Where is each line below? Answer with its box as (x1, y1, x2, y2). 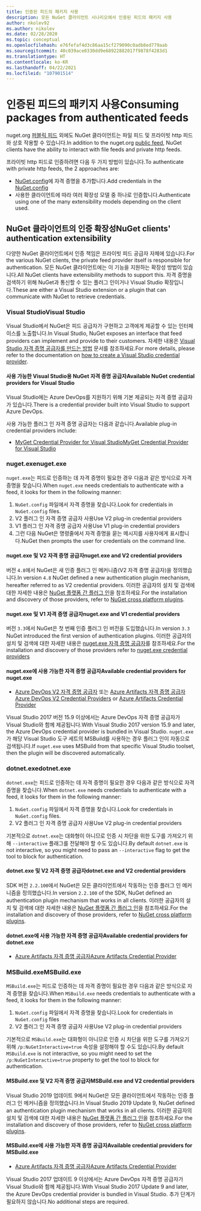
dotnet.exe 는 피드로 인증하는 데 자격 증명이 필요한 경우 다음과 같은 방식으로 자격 (6, 779, 195, 786)
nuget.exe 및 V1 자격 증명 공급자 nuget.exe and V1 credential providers (6, 610, 180, 617)
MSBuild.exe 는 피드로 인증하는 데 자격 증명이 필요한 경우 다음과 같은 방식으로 (6, 982, 186, 989)
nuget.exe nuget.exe (6, 460, 67, 468)
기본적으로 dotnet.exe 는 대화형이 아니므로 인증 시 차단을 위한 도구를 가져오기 (6, 832, 187, 839)
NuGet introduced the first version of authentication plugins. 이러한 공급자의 (6, 632, 192, 639)
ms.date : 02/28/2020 (6, 31, 58, 37)
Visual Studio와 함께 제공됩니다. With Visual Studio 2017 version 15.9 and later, (6, 721, 196, 728)
